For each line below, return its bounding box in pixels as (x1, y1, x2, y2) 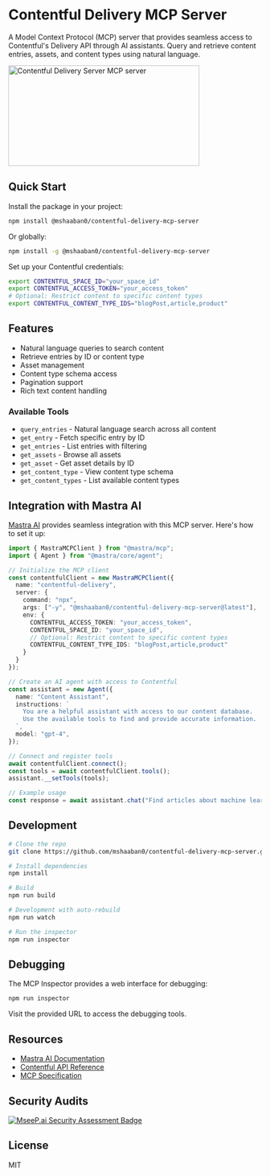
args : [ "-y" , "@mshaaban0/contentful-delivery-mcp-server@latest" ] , (22, 604, 257, 612)
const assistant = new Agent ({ (8, 685, 113, 693)
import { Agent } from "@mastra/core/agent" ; (8, 551, 163, 559)
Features (8, 322, 54, 335)
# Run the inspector (8, 928, 78, 936)
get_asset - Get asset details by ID (19, 458, 135, 468)
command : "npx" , (22, 596, 78, 604)
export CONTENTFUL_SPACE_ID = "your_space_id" (8, 277, 160, 285)
